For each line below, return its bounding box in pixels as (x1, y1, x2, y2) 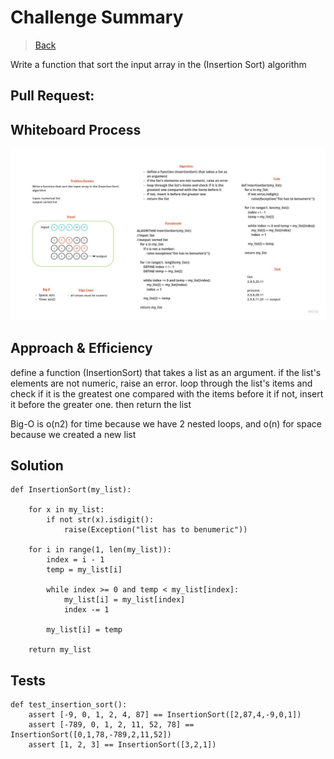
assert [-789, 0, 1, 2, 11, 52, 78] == (28, 720, 195, 730)
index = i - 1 (46, 555, 105, 565)
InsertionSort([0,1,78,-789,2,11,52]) (10, 730, 172, 740)
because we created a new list (10, 428, 137, 440)
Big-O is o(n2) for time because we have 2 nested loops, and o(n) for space (10, 417, 322, 430)
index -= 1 (63, 605, 110, 615)
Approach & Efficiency (10, 340, 153, 357)
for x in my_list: (28, 505, 105, 515)
